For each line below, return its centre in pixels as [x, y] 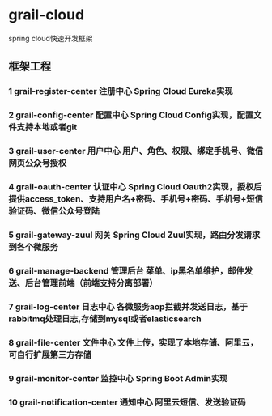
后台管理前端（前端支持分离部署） [91, 282]
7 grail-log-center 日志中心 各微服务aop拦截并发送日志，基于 [128, 307]
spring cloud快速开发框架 [51, 38]
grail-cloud [47, 15]
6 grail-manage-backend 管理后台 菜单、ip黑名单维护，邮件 [126, 270]
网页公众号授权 [38, 163]
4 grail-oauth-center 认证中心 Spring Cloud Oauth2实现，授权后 [135, 187]
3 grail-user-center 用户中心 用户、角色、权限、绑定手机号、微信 [136, 151]
